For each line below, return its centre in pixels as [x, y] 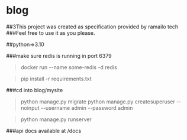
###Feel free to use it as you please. [51, 32]
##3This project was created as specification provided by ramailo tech [92, 27]
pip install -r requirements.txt [56, 79]
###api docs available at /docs [44, 131]
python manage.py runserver [56, 119]
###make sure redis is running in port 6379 [59, 56]
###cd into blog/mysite [35, 90]
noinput [30, 108]
